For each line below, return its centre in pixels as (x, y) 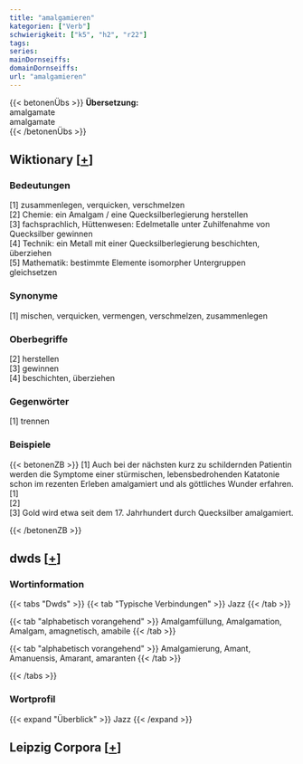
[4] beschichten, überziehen (62, 378)
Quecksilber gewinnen (51, 234)
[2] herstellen (34, 359)
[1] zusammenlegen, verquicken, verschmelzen (97, 205)
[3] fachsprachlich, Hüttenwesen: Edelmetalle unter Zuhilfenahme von (140, 224)
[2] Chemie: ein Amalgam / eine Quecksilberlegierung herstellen (129, 215)
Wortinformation (47, 584)
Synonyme (34, 296)
